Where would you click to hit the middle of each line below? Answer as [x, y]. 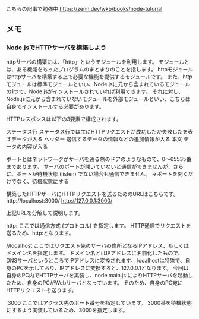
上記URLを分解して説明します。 [45, 213]
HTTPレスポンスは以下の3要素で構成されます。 [64, 119]
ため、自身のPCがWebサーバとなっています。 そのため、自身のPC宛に [97, 282]
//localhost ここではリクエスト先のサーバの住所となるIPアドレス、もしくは [97, 245]
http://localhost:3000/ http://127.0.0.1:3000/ [59, 200]
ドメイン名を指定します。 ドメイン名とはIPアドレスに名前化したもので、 [95, 253]
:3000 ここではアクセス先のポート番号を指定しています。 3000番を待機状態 [99, 302]
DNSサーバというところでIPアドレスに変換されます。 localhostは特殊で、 [96, 260]
